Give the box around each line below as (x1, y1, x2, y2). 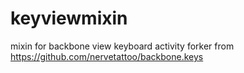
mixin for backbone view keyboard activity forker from (10, 40, 235, 52)
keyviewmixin (10, 7, 128, 30)
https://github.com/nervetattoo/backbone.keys (10, 50, 204, 62)
